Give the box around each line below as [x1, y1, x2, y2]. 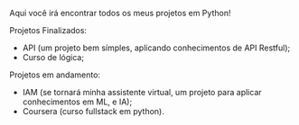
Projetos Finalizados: [9, 25, 88, 35]
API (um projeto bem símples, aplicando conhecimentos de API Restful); [22, 42, 291, 53]
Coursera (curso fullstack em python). [22, 106, 164, 116]
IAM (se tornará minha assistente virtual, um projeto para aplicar [22, 87, 262, 97]
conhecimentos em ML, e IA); [22, 96, 133, 107]
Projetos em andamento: [9, 69, 101, 80]
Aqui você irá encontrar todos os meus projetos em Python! [9, 8, 231, 18]
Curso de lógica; [22, 52, 84, 62]
